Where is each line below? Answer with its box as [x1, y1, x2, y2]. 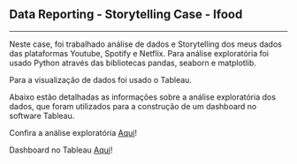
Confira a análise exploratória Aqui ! [9, 127, 137, 138]
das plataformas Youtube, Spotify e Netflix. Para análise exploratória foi [9, 48, 270, 58]
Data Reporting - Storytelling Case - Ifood [9, 7, 243, 22]
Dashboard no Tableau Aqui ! [9, 145, 113, 155]
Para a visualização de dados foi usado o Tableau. [9, 74, 193, 85]
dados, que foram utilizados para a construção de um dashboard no [9, 101, 257, 111]
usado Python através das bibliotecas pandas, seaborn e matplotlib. [9, 57, 256, 68]
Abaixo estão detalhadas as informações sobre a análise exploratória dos [9, 92, 277, 102]
